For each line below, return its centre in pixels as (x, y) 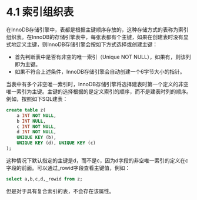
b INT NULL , (31, 121)
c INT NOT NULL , (37, 127)
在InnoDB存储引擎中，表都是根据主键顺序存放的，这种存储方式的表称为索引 (97, 29)
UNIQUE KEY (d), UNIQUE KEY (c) (56, 143)
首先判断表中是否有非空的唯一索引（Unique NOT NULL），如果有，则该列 (103, 57)
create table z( (26, 110)
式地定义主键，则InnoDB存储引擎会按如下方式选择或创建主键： (82, 44)
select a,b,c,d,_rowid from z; (44, 179)
